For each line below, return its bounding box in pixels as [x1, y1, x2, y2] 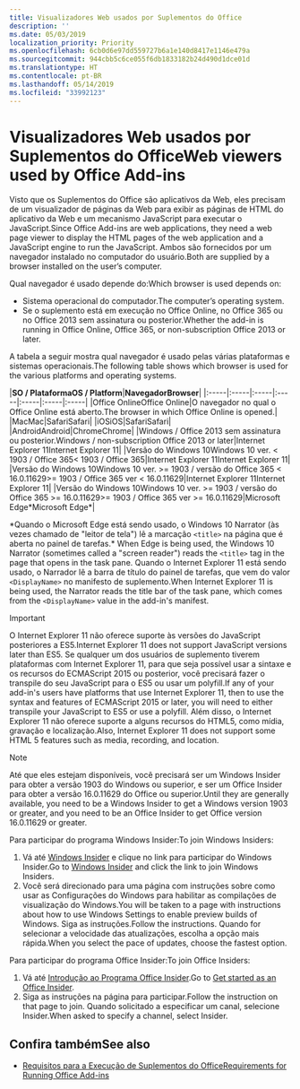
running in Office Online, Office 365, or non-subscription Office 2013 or [21, 324, 286, 335]
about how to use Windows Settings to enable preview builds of [21, 909, 258, 920]
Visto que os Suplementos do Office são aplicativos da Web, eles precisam [9, 194, 287, 205]
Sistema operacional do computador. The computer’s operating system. [21, 296, 285, 307]
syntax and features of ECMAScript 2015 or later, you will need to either [9, 696, 273, 708]
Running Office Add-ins [21, 1070, 110, 1081]
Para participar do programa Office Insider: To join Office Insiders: [9, 955, 251, 966]
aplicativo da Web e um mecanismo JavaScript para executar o [9, 213, 243, 224]
